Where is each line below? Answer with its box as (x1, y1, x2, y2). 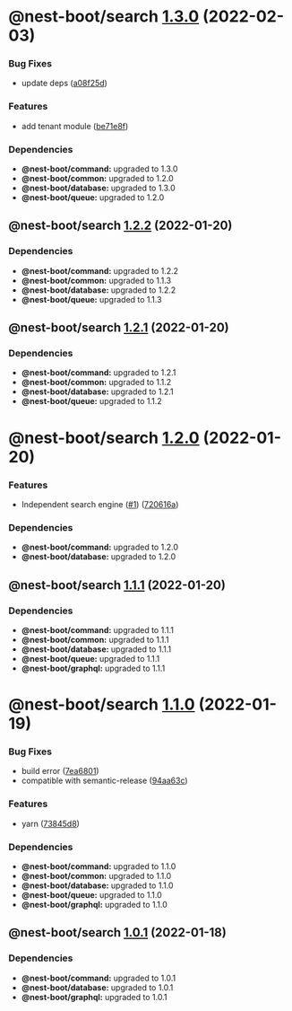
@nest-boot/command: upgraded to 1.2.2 (21, 265, 179, 276)
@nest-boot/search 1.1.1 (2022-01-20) (8, 577, 226, 593)
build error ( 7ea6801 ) (21, 766, 99, 777)
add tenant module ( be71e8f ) (21, 120, 129, 131)
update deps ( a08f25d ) (21, 78, 108, 89)
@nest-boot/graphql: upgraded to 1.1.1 (21, 663, 166, 673)
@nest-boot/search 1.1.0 (8, 694, 195, 715)
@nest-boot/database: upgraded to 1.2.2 (21, 285, 176, 295)
